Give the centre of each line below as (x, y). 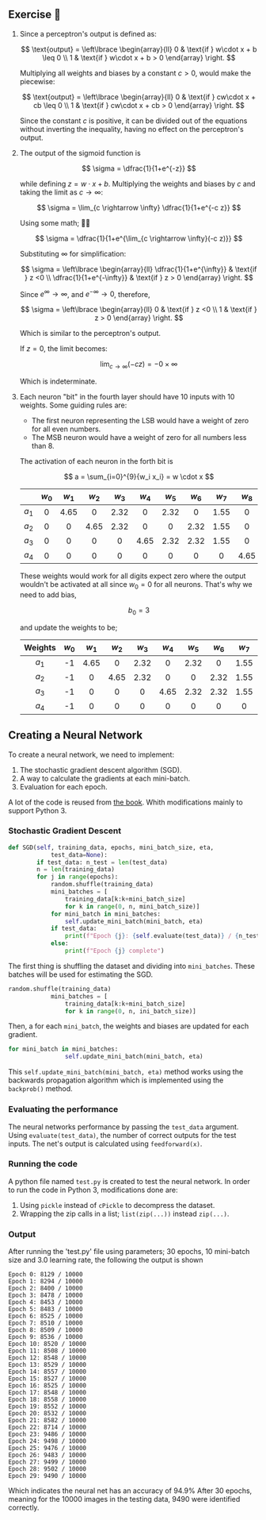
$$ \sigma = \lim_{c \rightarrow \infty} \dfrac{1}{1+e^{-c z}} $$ (139, 207)
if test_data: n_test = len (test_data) (103, 862)
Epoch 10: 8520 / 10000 (47, 1344)
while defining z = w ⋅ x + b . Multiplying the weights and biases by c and (137, 183)
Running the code (43, 1164)
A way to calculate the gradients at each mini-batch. (105, 778)
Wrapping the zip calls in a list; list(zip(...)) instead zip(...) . (124, 1213)
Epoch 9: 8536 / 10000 (46, 1337)
